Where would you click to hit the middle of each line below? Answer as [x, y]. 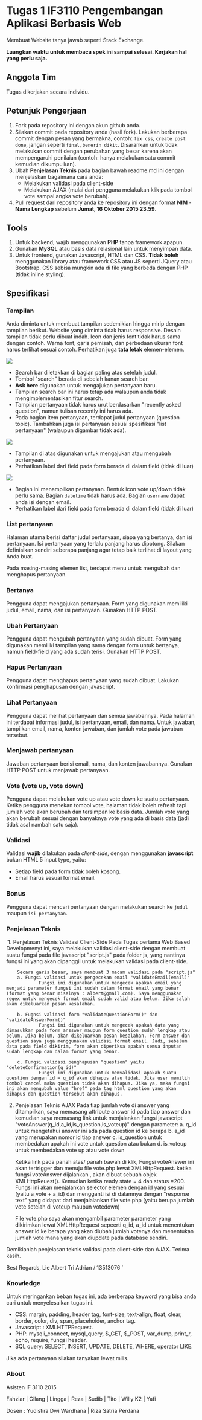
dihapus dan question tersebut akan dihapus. [64, 1094]
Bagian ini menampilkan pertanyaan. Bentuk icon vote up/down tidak [100, 489]
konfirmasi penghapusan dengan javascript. [61, 687]
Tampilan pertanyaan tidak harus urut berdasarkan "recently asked [98, 405]
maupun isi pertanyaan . [37, 913]
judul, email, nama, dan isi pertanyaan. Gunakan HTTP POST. [82, 610]
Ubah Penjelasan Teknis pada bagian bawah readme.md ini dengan [99, 170]
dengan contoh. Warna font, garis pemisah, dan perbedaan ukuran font [95, 343]
